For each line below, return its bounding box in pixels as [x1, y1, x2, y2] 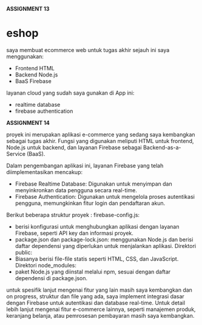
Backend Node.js [15, 71, 58, 78]
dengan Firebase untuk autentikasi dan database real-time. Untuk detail [6, 299, 186, 306]
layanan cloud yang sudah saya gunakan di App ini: [6, 89, 135, 96]
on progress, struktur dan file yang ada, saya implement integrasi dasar [6, 292, 185, 300]
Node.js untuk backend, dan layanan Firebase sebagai [6, 144, 142, 151]
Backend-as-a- [143, 144, 181, 151]
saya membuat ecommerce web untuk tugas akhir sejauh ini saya [6, 46, 170, 53]
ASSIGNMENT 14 [6, 119, 50, 126]
